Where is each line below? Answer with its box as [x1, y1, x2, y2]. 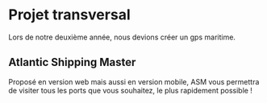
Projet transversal [8, 6, 131, 24]
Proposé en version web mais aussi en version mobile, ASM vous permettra [8, 76, 260, 86]
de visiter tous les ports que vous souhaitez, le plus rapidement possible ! [8, 85, 252, 95]
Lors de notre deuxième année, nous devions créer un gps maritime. [8, 32, 236, 42]
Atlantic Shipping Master [8, 56, 136, 69]
